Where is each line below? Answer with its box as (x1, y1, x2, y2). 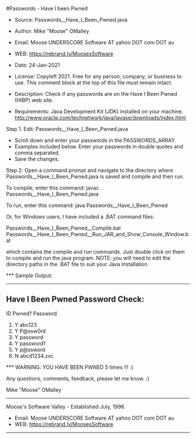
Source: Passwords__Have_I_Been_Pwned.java (14, 16, 128, 23)
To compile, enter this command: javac (6, 184, 99, 191)
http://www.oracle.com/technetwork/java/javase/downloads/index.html (14, 114, 186, 121)
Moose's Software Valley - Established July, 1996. (6, 403, 126, 410)
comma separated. (14, 149, 60, 156)
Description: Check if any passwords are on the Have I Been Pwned (14, 91, 177, 97)
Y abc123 (14, 321, 37, 328)
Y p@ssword (14, 346, 45, 353)
